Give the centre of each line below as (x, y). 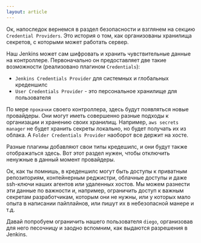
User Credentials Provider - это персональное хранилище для (96, 91)
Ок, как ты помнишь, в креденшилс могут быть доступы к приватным (97, 171)
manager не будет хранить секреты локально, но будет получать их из (96, 128)
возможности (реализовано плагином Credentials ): (73, 66)
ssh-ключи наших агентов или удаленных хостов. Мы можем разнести (98, 184)
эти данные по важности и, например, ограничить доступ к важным (95, 190)
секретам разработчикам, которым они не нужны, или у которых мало (98, 196)
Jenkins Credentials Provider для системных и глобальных (92, 78)
